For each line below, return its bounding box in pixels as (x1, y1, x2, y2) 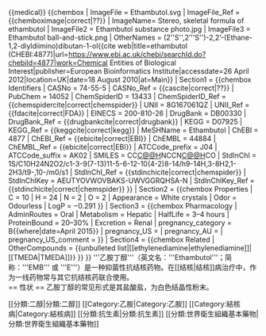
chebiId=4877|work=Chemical (8, 58, 109, 67)
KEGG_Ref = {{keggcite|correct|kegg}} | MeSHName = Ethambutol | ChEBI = (8, 125, 259, 135)
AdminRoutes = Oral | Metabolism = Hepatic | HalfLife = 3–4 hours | (8, 210, 230, 219)
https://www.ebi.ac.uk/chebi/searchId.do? (68, 50, 206, 59)
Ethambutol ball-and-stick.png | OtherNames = (8, 32, 163, 42)
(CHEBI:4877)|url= (8, 50, 69, 59)
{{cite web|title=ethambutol (98, 41, 188, 51)
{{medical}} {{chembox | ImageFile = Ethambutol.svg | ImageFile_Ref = (8, 8, 241, 17)
